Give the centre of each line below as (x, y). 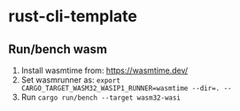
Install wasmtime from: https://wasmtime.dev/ (105, 70)
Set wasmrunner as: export (71, 80)
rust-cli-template (73, 16)
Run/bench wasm (58, 49)
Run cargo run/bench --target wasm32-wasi (101, 97)
